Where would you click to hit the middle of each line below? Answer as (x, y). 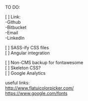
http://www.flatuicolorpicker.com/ (40, 88)
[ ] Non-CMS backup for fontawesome (44, 62)
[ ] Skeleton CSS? (23, 68)
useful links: (17, 83)
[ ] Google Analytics (25, 73)
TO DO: (13, 7)
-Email (12, 33)
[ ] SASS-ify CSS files (27, 48)
